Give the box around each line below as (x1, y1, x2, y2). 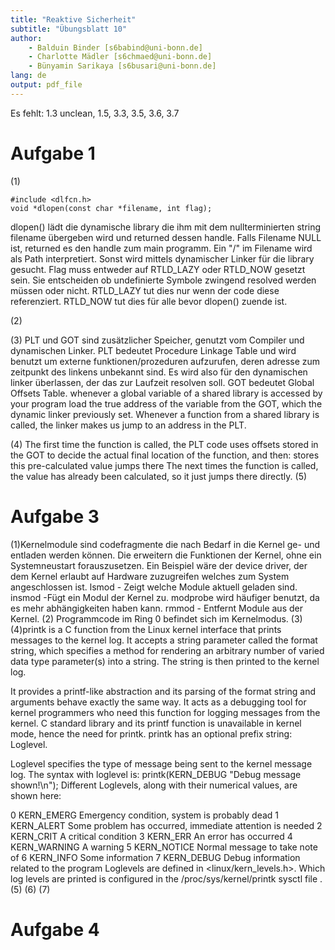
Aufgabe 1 (10, 142, 96, 165)
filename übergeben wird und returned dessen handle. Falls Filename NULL (10, 231, 322, 243)
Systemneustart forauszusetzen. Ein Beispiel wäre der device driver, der (10, 559, 308, 571)
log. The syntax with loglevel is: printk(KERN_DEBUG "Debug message (10, 768, 302, 780)
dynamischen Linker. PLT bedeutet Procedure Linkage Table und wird (10, 344, 297, 356)
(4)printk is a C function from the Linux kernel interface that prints (10, 623, 282, 635)
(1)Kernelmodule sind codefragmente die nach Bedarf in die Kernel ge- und (10, 538, 321, 550)
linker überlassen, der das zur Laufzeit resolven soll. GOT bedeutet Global (10, 376, 315, 388)
